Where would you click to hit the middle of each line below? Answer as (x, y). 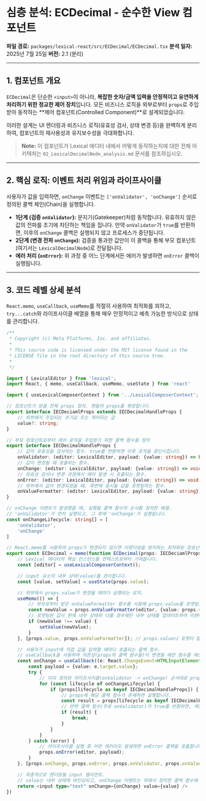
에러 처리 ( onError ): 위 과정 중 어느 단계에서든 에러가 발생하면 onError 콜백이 (107, 255)
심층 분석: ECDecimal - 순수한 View (93, 13)
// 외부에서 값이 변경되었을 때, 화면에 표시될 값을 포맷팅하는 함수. (92, 486)
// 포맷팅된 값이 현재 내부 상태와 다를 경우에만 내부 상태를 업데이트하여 (108, 616)
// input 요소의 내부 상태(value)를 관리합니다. (72, 576)
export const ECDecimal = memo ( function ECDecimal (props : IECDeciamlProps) (105, 554)
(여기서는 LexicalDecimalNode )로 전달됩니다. (69, 248)
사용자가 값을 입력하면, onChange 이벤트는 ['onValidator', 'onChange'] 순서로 (102, 196)
